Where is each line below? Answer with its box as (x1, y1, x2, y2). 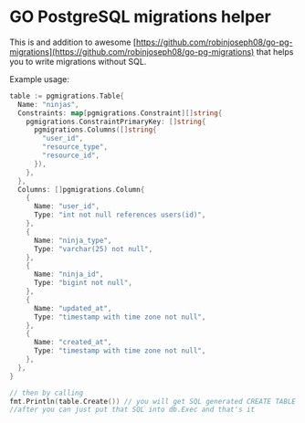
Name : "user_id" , (33, 202, 100, 211)
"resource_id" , (42, 151, 100, 161)
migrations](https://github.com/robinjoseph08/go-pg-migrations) (9, 46, 255, 57)
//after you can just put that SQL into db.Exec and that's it (9, 405, 256, 415)
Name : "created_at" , (33, 338, 112, 347)
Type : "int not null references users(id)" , (33, 210, 206, 220)
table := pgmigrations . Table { (9, 91, 125, 100)
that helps (256, 46, 294, 57)
